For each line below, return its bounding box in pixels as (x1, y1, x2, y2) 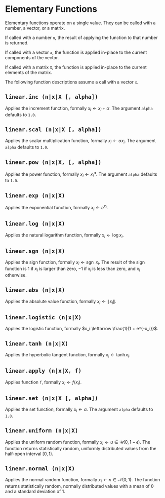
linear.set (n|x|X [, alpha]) (5, 394, 98, 402)
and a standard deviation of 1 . (5, 489, 66, 495)
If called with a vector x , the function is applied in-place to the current (5, 49, 147, 55)
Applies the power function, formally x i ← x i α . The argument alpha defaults (5, 170, 157, 178)
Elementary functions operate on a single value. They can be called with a (5, 20, 156, 26)
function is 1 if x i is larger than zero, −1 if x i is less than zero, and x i (5, 266, 140, 272)
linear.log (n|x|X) (5, 220, 65, 228)
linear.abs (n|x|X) (5, 286, 65, 294)
